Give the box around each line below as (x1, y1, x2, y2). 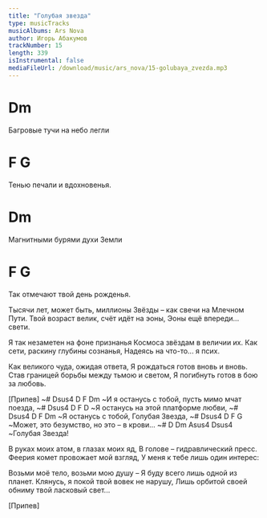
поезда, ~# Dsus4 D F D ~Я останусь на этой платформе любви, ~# (8, 402, 239, 412)
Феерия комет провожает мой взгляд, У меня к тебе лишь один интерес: (8, 452, 260, 462)
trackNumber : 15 (8, 42, 63, 50)
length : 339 (8, 49, 48, 57)
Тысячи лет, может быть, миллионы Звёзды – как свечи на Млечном (8, 304, 245, 314)
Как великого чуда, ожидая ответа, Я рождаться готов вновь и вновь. (8, 361, 249, 371)
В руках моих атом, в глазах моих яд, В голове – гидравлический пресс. (8, 443, 258, 454)
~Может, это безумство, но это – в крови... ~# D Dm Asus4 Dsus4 (8, 419, 233, 430)
